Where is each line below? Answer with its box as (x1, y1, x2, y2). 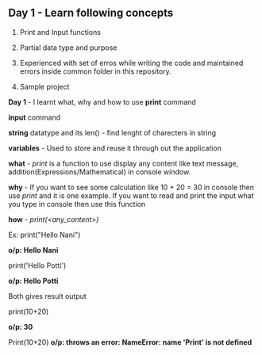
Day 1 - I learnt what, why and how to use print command (8, 97, 196, 106)
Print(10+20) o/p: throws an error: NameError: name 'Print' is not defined (8, 337, 252, 347)
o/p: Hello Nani (8, 245, 59, 254)
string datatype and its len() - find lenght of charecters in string (8, 128, 217, 137)
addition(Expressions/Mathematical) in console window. (8, 166, 191, 177)
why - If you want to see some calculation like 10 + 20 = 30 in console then (8, 182, 255, 192)
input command (8, 113, 61, 122)
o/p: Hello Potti (8, 276, 59, 285)
